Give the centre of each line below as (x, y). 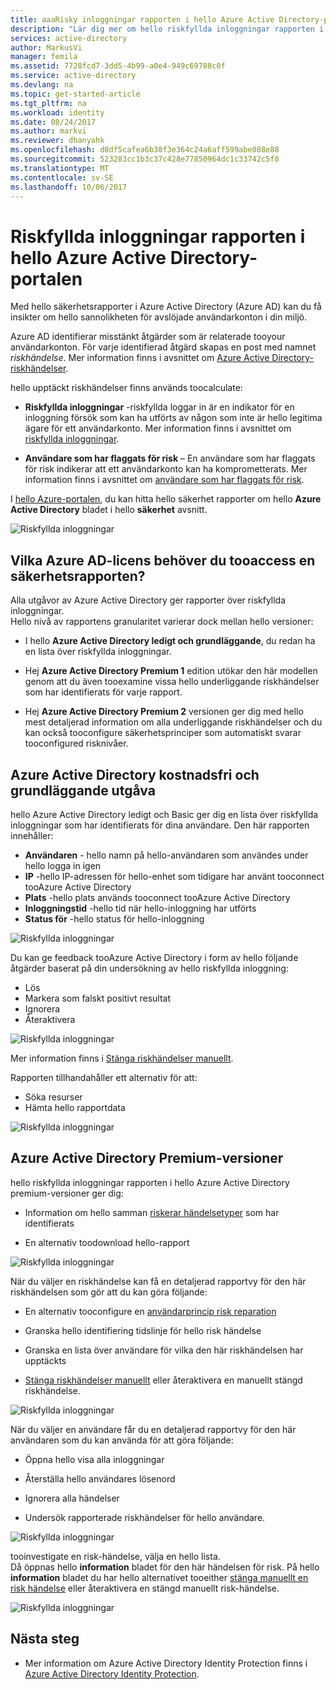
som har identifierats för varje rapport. (103, 692)
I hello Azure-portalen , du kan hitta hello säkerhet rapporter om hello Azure (166, 499)
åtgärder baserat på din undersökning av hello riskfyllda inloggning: (149, 968)
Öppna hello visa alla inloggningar (94, 1459)
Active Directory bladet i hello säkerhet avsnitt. (109, 510)
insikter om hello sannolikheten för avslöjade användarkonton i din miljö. (159, 317)
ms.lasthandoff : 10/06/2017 (69, 187)
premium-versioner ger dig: (67, 1193)
